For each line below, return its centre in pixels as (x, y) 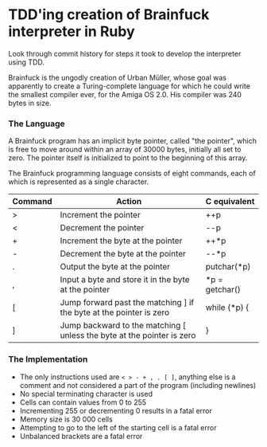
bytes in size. (30, 103)
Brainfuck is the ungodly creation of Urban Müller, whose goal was (117, 77)
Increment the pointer (100, 215)
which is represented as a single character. (79, 182)
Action (129, 202)
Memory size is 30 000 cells (66, 419)
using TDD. (27, 62)
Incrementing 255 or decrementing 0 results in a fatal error (116, 410)
